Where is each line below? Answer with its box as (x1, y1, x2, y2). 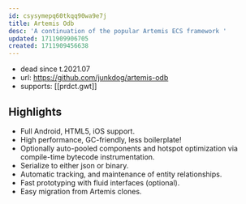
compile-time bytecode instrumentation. (19, 151, 155, 162)
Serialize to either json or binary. (19, 160, 129, 170)
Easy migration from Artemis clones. (19, 186, 142, 196)
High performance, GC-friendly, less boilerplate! (19, 134, 182, 144)
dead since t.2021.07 (19, 64, 91, 74)
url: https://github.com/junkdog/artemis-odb (19, 73, 169, 83)
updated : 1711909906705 (8, 34, 89, 43)
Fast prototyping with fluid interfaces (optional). (19, 177, 180, 187)
